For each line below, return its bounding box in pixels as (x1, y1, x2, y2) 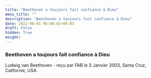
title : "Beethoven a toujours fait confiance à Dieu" (5, 7, 119, 12)
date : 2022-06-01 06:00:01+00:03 (5, 21, 75, 26)
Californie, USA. (5, 68, 38, 74)
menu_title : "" (5, 12, 37, 17)
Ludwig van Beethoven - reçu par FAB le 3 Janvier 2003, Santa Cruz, (5, 62, 147, 68)
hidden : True (5, 30, 32, 35)
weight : (5, 35, 21, 40)
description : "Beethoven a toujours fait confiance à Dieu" (5, 16, 133, 21)
